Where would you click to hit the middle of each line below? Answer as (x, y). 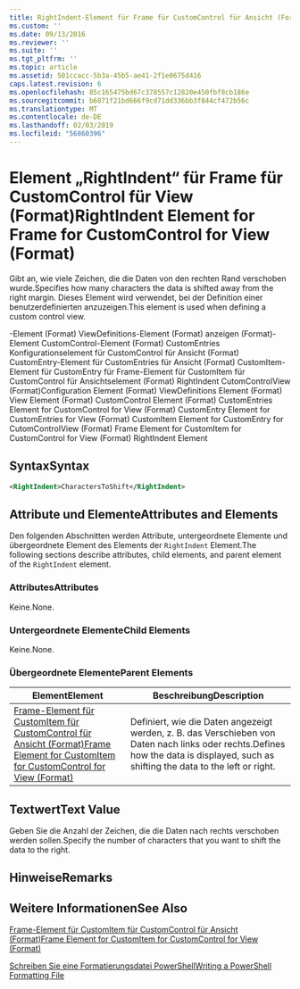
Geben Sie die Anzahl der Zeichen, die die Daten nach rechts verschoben (144, 831)
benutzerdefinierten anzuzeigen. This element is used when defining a (137, 307)
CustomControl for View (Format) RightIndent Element (108, 437)
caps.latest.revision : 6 (55, 84)
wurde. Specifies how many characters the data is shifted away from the (142, 287)
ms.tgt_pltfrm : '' (43, 59)
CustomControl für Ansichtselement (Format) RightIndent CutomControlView (150, 381)
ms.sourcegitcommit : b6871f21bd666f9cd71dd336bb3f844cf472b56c (129, 100)
